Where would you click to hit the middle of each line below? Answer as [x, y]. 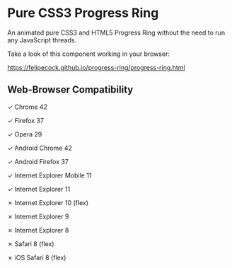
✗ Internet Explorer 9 [38, 216]
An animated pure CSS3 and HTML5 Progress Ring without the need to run [116, 33]
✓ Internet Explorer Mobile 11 [50, 175]
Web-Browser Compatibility [70, 90]
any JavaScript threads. [42, 40]
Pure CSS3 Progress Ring [83, 13]
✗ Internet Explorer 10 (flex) [48, 202]
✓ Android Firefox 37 [38, 161]
